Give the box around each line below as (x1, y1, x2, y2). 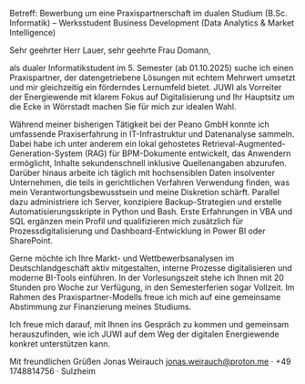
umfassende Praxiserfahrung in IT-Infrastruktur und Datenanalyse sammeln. (9, 129, 295, 140)
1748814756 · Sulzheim (9, 366, 97, 377)
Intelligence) (9, 27, 56, 37)
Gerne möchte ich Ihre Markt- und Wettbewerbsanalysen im (9, 253, 235, 264)
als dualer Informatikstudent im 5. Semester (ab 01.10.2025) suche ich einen (9, 63, 294, 73)
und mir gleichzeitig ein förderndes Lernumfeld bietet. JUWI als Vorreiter (9, 82, 282, 92)
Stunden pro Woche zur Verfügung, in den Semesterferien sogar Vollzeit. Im (9, 282, 295, 293)
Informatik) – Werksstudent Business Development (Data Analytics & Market (9, 17, 294, 28)
